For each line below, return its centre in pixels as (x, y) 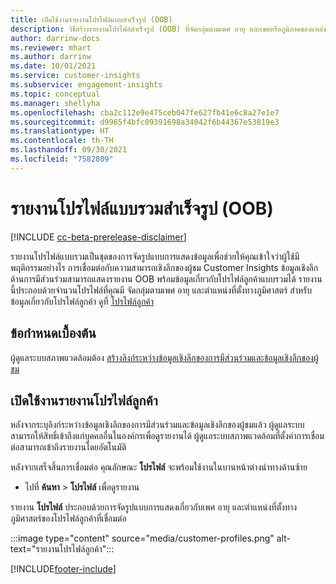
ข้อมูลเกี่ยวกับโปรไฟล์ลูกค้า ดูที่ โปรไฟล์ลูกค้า (82, 301)
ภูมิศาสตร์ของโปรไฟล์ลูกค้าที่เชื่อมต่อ (68, 518)
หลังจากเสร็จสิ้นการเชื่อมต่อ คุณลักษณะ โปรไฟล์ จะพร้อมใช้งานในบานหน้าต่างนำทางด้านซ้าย (159, 467)
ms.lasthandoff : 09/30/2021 (69, 150)
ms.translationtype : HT (60, 131)
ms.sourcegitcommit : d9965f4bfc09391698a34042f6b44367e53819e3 (145, 122)
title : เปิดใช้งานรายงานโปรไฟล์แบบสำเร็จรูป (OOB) (91, 19)
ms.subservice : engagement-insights (86, 85)
